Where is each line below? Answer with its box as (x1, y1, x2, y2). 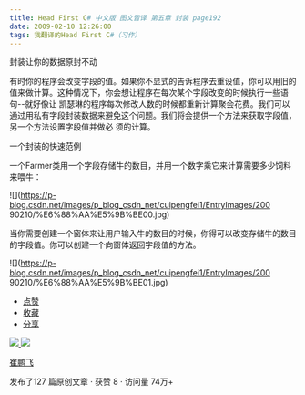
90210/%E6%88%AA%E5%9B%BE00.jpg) (9, 209, 170, 220)
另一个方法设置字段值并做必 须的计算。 (9, 121, 156, 132)
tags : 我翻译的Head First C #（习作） (9, 30, 142, 39)
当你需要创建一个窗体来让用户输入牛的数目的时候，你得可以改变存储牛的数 (9, 228, 289, 239)
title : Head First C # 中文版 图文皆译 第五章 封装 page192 (9, 13, 221, 23)
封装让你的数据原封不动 (9, 57, 97, 68)
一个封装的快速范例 (9, 140, 82, 151)
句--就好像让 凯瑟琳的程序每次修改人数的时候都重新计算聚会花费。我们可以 (9, 99, 290, 109)
